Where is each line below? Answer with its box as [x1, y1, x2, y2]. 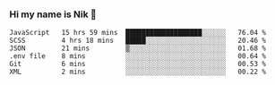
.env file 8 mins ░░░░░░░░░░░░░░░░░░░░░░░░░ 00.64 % [9, 52, 267, 61]
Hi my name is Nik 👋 [9, 8, 97, 21]
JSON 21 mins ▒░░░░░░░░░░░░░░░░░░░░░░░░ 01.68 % [9, 44, 267, 53]
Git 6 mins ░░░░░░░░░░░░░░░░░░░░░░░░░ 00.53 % [9, 60, 267, 69]
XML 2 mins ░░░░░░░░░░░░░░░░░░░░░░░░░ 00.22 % [9, 67, 267, 77]
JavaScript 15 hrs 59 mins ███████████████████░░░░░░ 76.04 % [9, 29, 267, 38]
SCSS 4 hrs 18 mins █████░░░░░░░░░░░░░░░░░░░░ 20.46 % [9, 36, 267, 46]
